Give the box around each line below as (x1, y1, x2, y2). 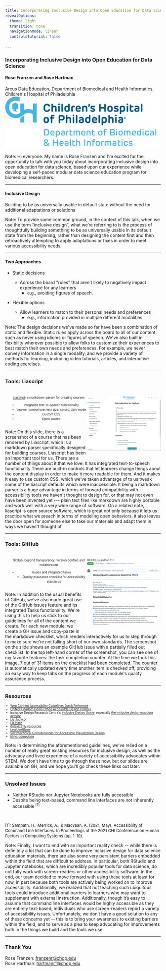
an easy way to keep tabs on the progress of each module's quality (5, 671, 142, 677)
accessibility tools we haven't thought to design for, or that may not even (5, 492, 153, 498)
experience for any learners (19, 285, 77, 290)
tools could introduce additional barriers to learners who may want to (5, 890, 146, 896)
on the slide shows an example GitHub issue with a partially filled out (5, 644, 145, 650)
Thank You (5, 944, 32, 951)
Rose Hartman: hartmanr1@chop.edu (5, 960, 81, 966)
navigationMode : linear (9, 29, 58, 34)
